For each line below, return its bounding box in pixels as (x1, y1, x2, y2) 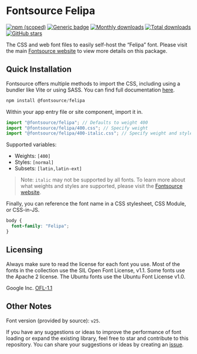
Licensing (6, 245, 43, 255)
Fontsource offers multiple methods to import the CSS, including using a (6, 80, 181, 87)
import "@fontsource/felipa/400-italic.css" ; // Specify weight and (6, 130, 177, 136)
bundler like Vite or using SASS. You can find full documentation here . (6, 86, 175, 93)
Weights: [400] (14, 153, 51, 160)
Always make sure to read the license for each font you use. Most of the (6, 260, 181, 268)
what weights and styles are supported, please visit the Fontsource (20, 183, 183, 190)
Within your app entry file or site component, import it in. (6, 108, 143, 115)
